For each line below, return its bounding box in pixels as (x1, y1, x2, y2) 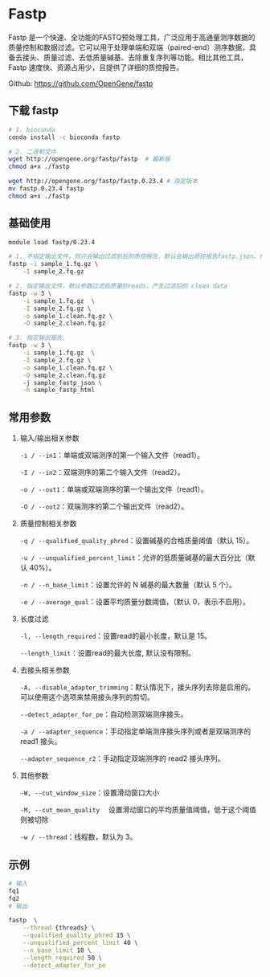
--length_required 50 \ (22, 954, 103, 962)
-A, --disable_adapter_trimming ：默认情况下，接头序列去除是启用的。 (19, 682, 256, 692)
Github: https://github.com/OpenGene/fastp (8, 78, 153, 88)
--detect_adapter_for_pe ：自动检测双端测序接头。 (19, 709, 188, 719)
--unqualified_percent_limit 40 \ (22, 939, 138, 947)
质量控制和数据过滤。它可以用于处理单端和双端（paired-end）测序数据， (8, 42, 250, 52)
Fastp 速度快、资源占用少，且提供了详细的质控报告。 (8, 62, 184, 72)
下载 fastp (8, 104, 59, 117)
